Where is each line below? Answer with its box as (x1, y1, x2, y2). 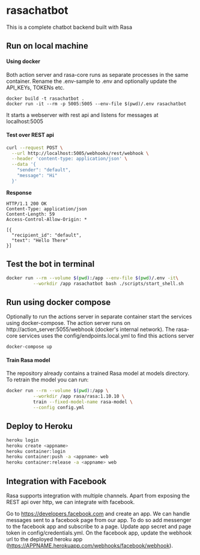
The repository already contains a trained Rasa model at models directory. (6, 370, 190, 377)
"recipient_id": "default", (11, 232, 82, 238)
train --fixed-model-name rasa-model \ (32, 399, 133, 405)
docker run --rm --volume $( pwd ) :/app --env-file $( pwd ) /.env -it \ (6, 274, 179, 281)
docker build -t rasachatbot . (6, 96, 85, 102)
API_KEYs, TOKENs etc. (6, 83, 65, 91)
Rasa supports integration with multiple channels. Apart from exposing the (6, 492, 190, 499)
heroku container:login (6, 448, 66, 454)
